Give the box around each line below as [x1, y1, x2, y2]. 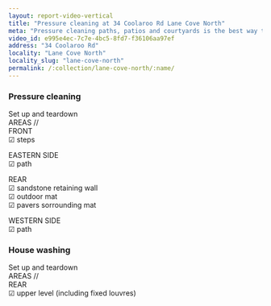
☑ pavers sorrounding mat [8, 201, 97, 210]
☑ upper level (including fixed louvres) [8, 288, 137, 298]
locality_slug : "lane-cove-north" [8, 57, 125, 65]
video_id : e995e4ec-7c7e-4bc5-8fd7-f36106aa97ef [8, 34, 175, 43]
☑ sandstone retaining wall [8, 183, 98, 193]
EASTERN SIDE [8, 151, 59, 160]
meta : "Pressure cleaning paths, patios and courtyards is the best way [8, 27, 258, 35]
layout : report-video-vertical [8, 11, 114, 20]
